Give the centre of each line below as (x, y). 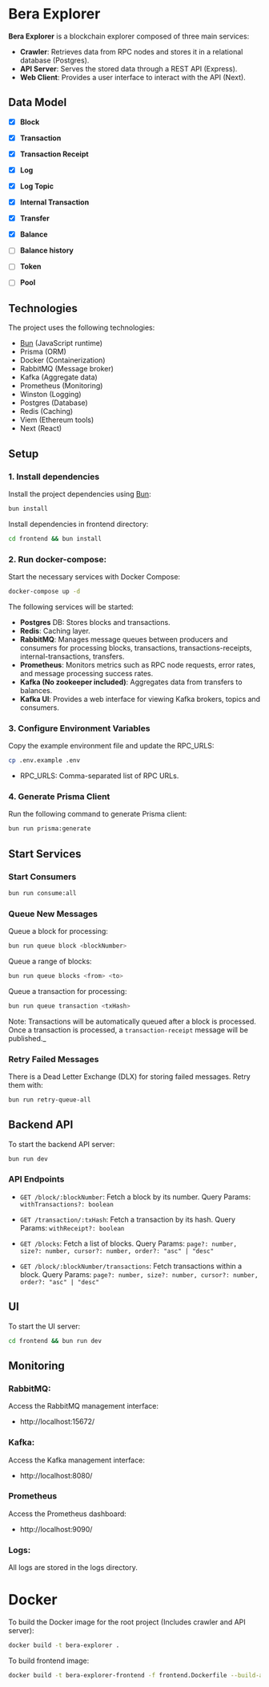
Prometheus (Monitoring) (61, 386)
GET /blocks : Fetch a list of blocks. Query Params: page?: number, (128, 1243)
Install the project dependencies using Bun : (80, 493)
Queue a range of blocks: (50, 961)
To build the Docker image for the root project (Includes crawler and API (127, 1622)
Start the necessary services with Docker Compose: (94, 576)
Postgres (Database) (54, 403)
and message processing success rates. (86, 673)
